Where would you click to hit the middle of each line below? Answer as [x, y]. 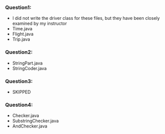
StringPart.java [27, 63]
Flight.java [23, 34]
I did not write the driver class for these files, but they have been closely [86, 18]
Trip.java [21, 39]
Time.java [22, 29]
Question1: [18, 7]
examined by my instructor [40, 23]
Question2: [19, 52]
